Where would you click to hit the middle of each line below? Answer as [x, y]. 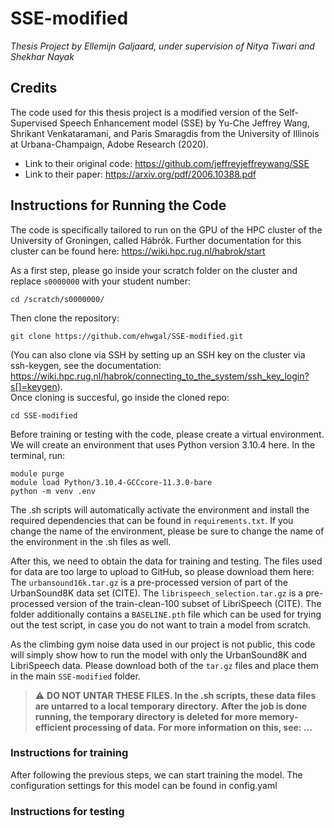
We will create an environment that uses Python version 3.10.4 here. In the [163, 444]
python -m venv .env [53, 491]
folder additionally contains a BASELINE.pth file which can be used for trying [166, 614]
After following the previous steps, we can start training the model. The [156, 774]
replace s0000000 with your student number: [101, 281]
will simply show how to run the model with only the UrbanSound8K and [159, 654]
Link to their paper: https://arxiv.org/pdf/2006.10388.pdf [140, 174]
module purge [37, 473]
